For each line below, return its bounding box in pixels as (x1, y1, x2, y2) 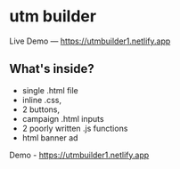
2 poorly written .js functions (21, 123, 128, 133)
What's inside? (9, 61, 95, 76)
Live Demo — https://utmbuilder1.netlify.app (9, 36, 171, 46)
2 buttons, (21, 104, 61, 115)
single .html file (21, 84, 78, 95)
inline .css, (21, 94, 62, 105)
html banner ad (21, 132, 78, 143)
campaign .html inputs (21, 113, 104, 124)
